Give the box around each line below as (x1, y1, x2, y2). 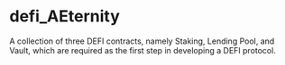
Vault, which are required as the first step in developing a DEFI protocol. (9, 45, 277, 55)
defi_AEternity (9, 6, 120, 27)
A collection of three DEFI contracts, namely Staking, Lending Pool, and (9, 36, 275, 46)
